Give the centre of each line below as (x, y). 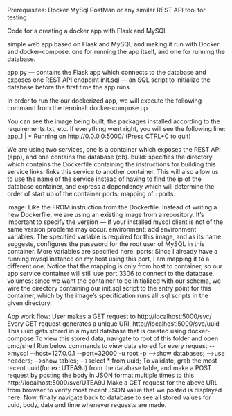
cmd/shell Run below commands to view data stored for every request (107, 346)
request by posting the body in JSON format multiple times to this (101, 375)
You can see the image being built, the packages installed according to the (114, 121)
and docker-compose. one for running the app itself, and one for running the (116, 52)
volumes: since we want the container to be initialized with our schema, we (114, 281)
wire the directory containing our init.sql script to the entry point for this (109, 288)
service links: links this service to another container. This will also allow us (113, 172)
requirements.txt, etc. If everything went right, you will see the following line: (116, 129)
